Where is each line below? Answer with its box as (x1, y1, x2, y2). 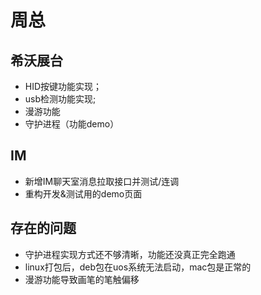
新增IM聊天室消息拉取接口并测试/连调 (24, 175, 180, 187)
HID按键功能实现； (24, 81, 103, 92)
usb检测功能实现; (24, 93, 97, 105)
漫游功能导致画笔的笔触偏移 (24, 273, 140, 285)
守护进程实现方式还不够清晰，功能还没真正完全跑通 (24, 248, 236, 260)
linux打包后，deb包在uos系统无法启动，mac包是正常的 (24, 261, 252, 273)
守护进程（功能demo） (24, 118, 120, 130)
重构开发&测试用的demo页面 (24, 187, 143, 200)
